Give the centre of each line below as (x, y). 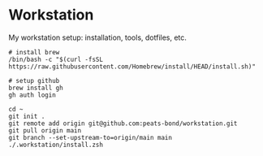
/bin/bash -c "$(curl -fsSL (56, 59)
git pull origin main (45, 130)
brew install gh (36, 88)
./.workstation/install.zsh (56, 145)
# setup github (34, 80)
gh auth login (32, 95)
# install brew (34, 52)
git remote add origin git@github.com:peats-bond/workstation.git (123, 123)
